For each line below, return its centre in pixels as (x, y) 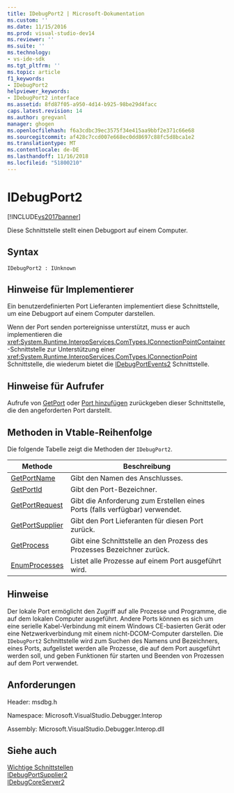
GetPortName (33, 478)
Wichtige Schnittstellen (40, 767)
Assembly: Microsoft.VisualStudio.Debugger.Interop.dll (86, 729)
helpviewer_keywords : (39, 91)
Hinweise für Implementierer (71, 289)
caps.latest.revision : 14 (45, 111)
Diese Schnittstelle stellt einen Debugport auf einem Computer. (97, 230)
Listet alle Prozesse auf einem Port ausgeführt (146, 561)
